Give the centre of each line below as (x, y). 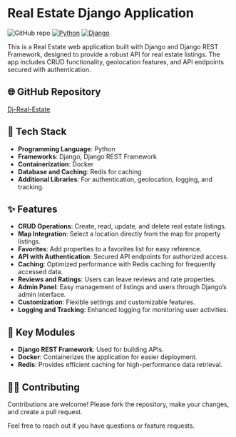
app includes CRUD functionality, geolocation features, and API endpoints (116, 61)
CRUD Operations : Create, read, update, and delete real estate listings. (122, 226)
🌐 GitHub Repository (54, 92)
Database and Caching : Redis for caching (79, 171)
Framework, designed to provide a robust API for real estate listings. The (114, 54)
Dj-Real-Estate (29, 109)
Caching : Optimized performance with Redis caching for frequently (117, 264)
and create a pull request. (45, 412)
